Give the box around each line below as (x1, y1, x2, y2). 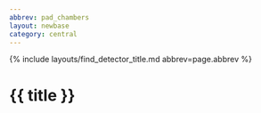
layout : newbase (9, 21, 69, 30)
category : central (9, 29, 77, 38)
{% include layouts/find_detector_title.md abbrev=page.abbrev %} (9, 54, 252, 65)
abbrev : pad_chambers (9, 12, 90, 22)
